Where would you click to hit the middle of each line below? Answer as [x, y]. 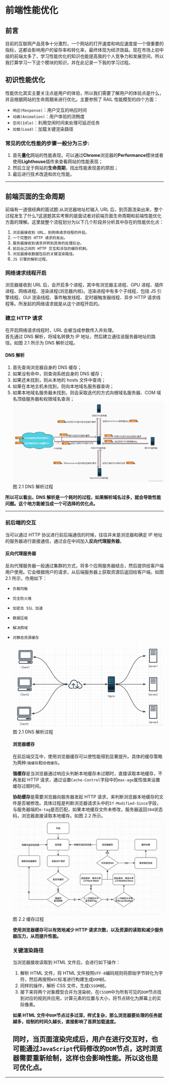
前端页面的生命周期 [35, 196]
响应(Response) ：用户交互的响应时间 [50, 110]
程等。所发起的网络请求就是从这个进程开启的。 [54, 304]
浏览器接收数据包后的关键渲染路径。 [44, 254]
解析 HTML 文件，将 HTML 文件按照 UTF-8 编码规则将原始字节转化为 [89, 973]
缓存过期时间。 [28, 786]
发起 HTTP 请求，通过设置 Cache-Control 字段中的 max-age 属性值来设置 [89, 780]
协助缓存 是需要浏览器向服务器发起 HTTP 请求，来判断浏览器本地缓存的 [86, 797]
